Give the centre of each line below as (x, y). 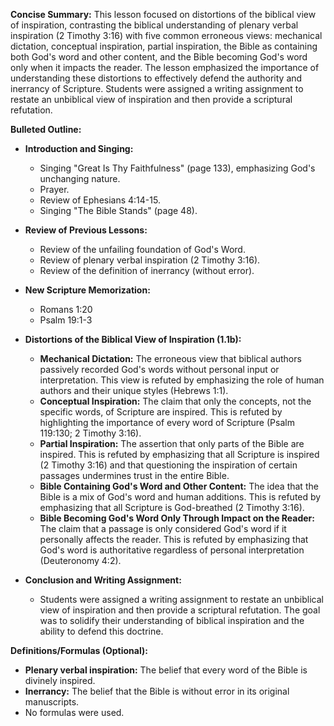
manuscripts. (52, 702)
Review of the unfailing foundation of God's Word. (142, 249)
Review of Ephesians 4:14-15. (100, 200)
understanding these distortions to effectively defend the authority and (156, 78)
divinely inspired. (60, 680)
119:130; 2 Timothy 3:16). (90, 433)
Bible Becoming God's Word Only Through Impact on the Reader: (177, 518)
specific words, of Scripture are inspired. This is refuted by (161, 412)
